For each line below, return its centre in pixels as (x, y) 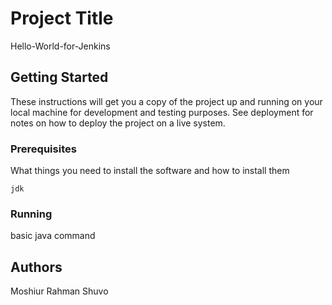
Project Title (62, 18)
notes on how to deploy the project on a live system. (118, 123)
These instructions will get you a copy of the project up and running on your (166, 101)
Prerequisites (43, 149)
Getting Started (59, 77)
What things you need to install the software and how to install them (150, 171)
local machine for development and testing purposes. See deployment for (162, 112)
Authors (36, 267)
